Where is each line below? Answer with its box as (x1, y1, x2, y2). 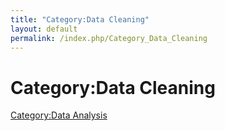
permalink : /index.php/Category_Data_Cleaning (10, 33, 208, 43)
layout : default (10, 24, 78, 34)
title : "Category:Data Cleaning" (10, 14, 150, 25)
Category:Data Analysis (10, 109, 108, 121)
